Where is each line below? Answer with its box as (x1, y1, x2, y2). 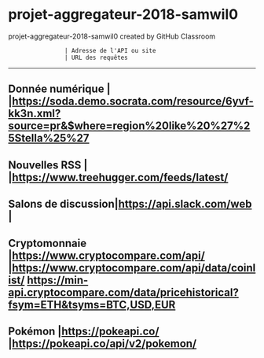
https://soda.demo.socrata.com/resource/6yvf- (11, 94, 254, 108)
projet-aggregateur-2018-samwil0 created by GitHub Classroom (8, 31, 216, 41)
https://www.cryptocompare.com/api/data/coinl (11, 261, 256, 275)
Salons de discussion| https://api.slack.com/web (8, 197, 252, 211)
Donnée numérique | (8, 83, 111, 96)
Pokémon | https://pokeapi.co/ (8, 324, 159, 338)
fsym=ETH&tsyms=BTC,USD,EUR (8, 297, 176, 312)
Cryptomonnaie (8, 236, 87, 249)
